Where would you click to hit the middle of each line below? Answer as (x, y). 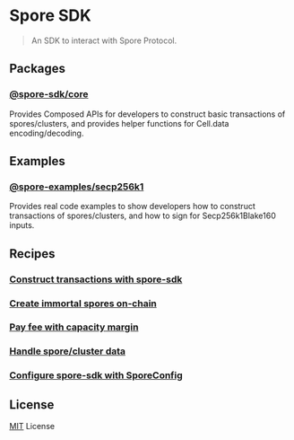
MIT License (32, 427)
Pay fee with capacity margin (74, 327)
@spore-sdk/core (49, 94)
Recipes (32, 254)
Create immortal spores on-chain (83, 304)
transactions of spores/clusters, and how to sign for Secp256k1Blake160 (143, 216)
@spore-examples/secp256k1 (77, 187)
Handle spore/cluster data (68, 351)
